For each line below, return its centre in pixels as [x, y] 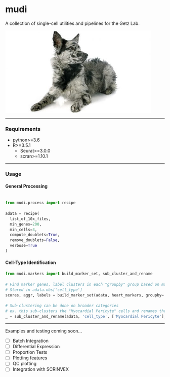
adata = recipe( [22, 213]
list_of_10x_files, [30, 219]
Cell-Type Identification [31, 262]
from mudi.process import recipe [40, 203]
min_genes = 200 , [26, 224]
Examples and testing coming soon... [44, 331]
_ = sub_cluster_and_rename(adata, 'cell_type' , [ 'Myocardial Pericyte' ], [86, 317]
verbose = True [24, 246]
